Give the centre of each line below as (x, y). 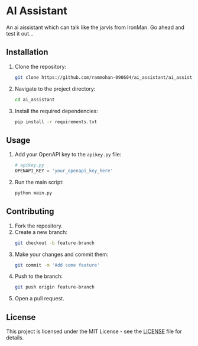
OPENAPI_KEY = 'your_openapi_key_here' (64, 171)
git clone (27, 77)
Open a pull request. (40, 299)
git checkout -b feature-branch (54, 243)
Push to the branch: (39, 276)
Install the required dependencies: (56, 111)
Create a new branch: (41, 232)
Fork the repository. (39, 226)
